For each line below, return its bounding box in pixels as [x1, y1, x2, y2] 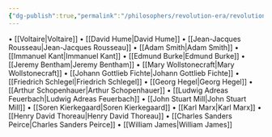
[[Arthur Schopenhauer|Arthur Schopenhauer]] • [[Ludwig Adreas [8, 85, 229, 95]
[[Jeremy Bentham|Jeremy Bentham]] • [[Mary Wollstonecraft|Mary [8, 60, 235, 69]
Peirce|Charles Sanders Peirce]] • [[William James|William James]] [8, 119, 233, 129]
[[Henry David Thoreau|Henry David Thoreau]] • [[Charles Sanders [8, 110, 232, 121]
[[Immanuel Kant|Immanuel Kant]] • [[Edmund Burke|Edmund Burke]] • [8, 51, 245, 60]
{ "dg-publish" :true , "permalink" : [8, 11, 121, 20]
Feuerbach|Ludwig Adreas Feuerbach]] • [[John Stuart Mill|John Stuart [8, 93, 247, 103]
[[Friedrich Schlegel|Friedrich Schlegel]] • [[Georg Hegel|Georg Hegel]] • [8, 77, 253, 86]
